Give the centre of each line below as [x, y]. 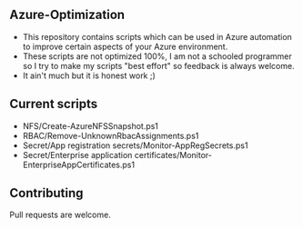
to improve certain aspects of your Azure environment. [125, 46]
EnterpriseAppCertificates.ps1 [78, 164]
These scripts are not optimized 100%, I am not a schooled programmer [157, 56]
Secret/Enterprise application [77, 154]
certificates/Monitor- [173, 154]
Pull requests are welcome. [60, 215]
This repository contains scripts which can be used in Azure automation [157, 36]
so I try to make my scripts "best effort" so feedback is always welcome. [158, 65]
